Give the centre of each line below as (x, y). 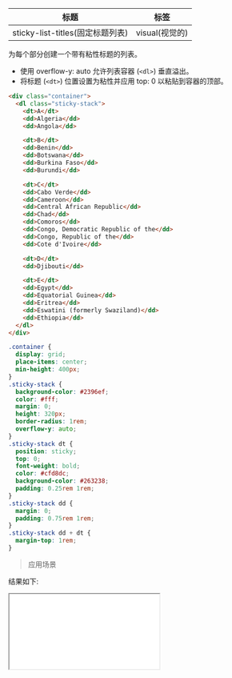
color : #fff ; (37, 399)
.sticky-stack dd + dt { (50, 533)
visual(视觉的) (162, 33)
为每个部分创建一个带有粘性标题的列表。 (75, 54)
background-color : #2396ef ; (62, 391)
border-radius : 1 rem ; (52, 422)
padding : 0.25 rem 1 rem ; (55, 488)
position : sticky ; (46, 451)
